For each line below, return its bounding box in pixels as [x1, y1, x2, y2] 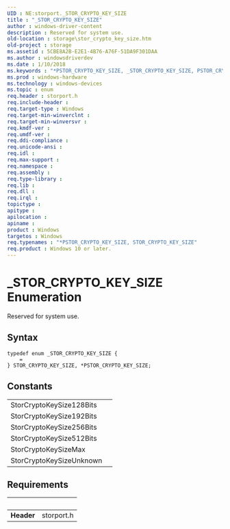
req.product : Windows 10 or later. [7, 246, 112, 253]
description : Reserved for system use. [7, 29, 125, 36]
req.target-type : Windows [7, 105, 84, 112]
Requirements [7, 478, 68, 490]
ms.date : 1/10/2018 [7, 61, 66, 68]
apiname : [7, 220, 36, 227]
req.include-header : [7, 99, 69, 106]
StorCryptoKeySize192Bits [10, 411, 97, 421]
